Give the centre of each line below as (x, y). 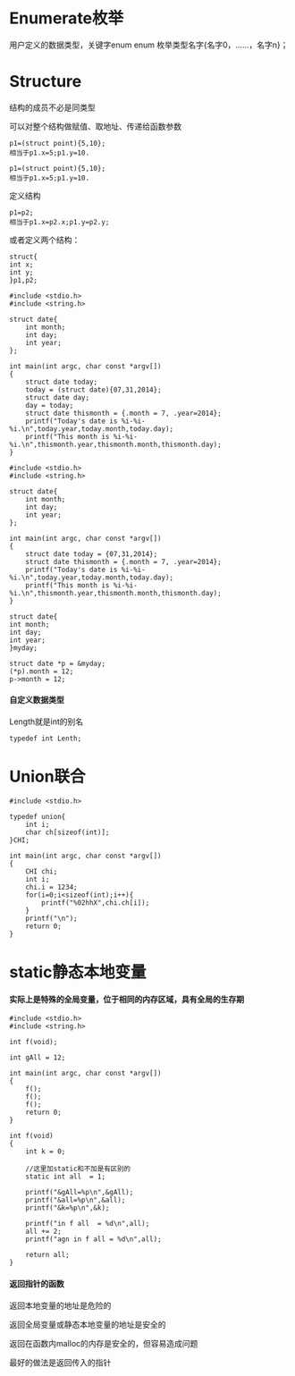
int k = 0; (46, 1152)
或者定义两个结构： (45, 240)
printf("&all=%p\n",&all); (76, 1200)
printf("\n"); (51, 919)
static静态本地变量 (78, 972)
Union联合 (48, 777)
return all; (47, 1255)
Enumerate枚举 (67, 18)
